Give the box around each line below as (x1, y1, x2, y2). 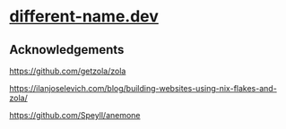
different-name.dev (9, 6, 160, 27)
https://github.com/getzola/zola (9, 65, 126, 76)
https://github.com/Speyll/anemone (9, 110, 141, 120)
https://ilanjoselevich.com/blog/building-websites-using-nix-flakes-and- (9, 83, 278, 93)
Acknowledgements (9, 42, 125, 57)
